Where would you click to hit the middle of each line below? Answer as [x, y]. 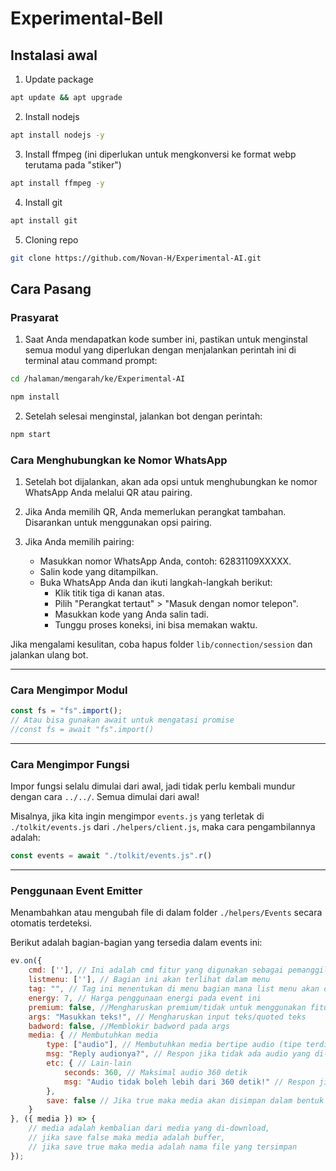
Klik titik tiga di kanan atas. [109, 593]
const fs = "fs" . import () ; [66, 711]
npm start [31, 434]
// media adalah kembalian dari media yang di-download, [149, 1128]
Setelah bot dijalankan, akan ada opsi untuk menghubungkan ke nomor [171, 481]
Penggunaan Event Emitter [76, 890]
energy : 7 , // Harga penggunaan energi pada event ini [145, 998]
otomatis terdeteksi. [51, 923]
